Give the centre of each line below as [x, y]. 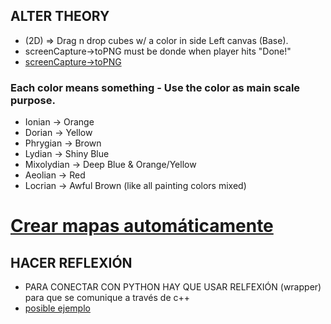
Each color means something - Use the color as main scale [155, 87]
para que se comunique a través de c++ [107, 298]
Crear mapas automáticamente [142, 226]
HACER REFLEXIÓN [71, 262]
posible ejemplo [57, 308]
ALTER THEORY [60, 16]
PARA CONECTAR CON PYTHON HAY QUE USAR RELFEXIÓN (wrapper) [173, 287]
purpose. [33, 100]
